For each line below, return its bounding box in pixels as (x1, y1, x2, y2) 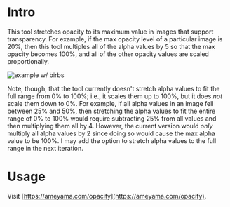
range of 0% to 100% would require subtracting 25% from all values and (7, 114, 217, 123)
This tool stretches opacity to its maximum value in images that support (7, 27, 214, 36)
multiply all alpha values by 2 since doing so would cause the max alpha (7, 129, 216, 138)
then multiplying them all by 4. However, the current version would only (7, 121, 213, 130)
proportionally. (7, 57, 50, 65)
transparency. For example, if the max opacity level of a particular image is (7, 34, 223, 43)
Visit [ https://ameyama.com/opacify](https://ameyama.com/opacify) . (7, 192, 207, 200)
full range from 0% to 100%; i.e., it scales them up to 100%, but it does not (7, 92, 223, 100)
